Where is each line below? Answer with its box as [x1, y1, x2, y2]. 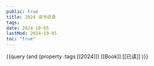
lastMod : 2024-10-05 [6, 31, 58, 37]
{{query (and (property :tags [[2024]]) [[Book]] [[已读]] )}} [6, 53, 149, 60]
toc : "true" [6, 36, 36, 42]
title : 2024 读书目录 [6, 14, 56, 20]
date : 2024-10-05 [6, 25, 49, 31]
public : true [6, 8, 39, 15]
